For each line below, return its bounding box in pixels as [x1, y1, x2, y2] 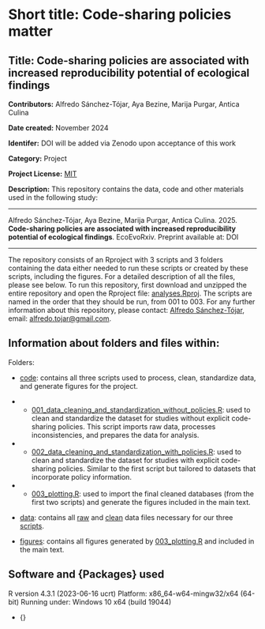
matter [8, 22, 53, 40]
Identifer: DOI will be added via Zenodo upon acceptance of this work [8, 138, 237, 148]
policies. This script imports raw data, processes [58, 421, 216, 431]
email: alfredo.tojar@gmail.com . [8, 314, 112, 323]
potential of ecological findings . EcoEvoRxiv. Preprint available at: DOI [8, 232, 239, 242]
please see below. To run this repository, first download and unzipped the [8, 281, 247, 289]
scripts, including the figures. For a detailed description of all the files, [8, 272, 236, 281]
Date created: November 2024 [8, 123, 109, 132]
